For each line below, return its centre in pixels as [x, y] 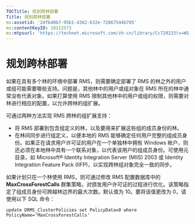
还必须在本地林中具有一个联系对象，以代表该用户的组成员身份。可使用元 [101, 150]
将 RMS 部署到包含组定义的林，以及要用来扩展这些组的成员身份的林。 [98, 128]
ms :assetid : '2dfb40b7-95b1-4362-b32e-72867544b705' [72, 22]
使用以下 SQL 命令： [31, 199]
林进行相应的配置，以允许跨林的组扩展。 [55, 104]
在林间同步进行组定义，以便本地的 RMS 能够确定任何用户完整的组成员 [98, 136]
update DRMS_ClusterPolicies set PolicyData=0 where [72, 210]
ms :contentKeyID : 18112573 [39, 28]
